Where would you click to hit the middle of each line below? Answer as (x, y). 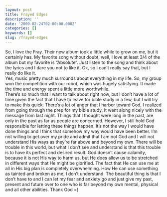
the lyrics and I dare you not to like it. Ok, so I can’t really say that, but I (78, 67)
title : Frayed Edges (27, 14)
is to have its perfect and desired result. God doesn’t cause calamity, (76, 152)
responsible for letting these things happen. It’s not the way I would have (80, 126)
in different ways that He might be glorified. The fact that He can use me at (82, 163)
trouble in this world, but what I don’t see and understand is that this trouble (83, 147)
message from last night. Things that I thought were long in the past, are (79, 115)
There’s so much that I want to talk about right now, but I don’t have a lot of (82, 94)
